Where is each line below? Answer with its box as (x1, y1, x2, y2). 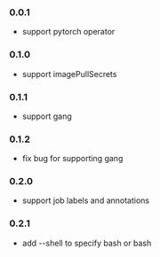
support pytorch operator (21, 27, 116, 37)
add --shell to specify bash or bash (21, 238, 152, 248)
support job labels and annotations (21, 195, 149, 206)
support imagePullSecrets (21, 68, 117, 79)
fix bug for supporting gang (21, 153, 124, 164)
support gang (21, 111, 73, 121)
